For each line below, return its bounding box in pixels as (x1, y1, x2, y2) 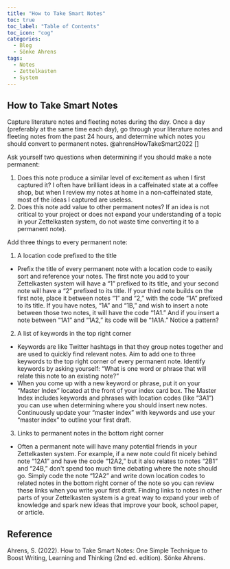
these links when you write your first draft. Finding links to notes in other (16, 486, 222, 495)
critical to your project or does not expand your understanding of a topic (16, 211, 222, 219)
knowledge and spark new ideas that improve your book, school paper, (16, 501, 218, 509)
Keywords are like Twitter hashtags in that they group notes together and (16, 343, 224, 351)
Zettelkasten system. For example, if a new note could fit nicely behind (16, 450, 218, 458)
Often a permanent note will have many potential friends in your (16, 442, 198, 451)
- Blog (13, 42, 32, 49)
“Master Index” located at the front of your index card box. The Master (16, 387, 217, 395)
